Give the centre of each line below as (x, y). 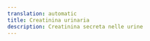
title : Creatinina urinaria (49, 20)
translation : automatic (42, 14)
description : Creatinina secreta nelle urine (75, 26)
